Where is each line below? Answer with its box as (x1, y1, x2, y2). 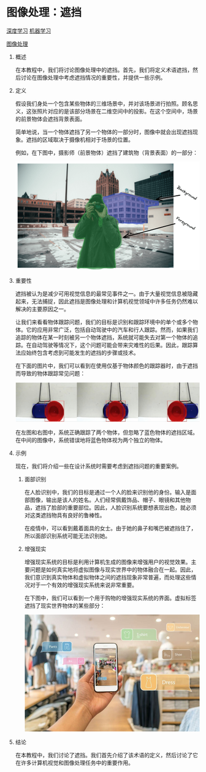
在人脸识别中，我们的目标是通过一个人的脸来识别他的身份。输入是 (24, 489, 191, 496)
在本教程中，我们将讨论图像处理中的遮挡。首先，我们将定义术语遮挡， (15, 66, 193, 74)
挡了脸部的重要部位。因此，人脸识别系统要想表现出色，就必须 (40, 504, 197, 511)
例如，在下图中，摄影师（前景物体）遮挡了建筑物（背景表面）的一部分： (15, 148, 198, 156)
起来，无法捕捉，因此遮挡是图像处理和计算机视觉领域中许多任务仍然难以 (15, 297, 198, 305)
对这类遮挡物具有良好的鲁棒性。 (24, 511, 105, 519)
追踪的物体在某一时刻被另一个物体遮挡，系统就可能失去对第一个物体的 (15, 334, 193, 341)
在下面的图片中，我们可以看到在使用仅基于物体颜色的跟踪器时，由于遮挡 (15, 362, 198, 369)
